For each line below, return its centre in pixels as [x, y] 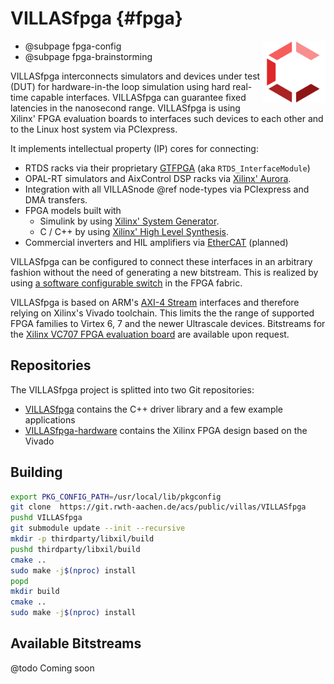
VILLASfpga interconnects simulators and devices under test [135, 76]
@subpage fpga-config [73, 46]
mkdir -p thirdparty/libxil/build [82, 539]
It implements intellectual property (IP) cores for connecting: [134, 148]
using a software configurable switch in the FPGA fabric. [126, 283]
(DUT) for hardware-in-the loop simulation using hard [120, 86]
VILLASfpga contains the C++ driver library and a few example [154, 409]
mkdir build [35, 592]
